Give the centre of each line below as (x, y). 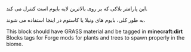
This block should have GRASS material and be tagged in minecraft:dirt (95, 31)
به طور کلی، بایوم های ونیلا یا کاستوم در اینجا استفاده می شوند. (76, 20)
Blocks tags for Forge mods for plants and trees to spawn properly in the (95, 38)
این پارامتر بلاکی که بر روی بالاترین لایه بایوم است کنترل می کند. (77, 9)
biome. (15, 44)
